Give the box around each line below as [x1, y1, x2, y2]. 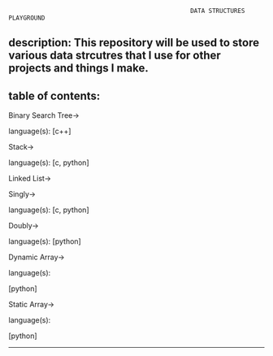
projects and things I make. [8, 61, 149, 76]
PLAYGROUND [8, 14, 45, 22]
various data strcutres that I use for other [8, 49, 221, 63]
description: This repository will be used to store [8, 36, 260, 50]
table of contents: [8, 89, 101, 102]
